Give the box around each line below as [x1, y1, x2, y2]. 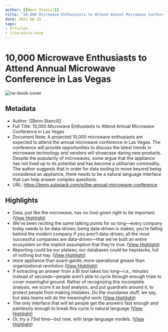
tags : [5, 21, 16, 27]
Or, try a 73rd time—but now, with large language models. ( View [12, 316, 144, 322]
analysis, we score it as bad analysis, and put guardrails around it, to [12, 284, 154, 290]
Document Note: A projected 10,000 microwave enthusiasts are [12, 134, 143, 140]
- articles [5, 26, 28, 31]
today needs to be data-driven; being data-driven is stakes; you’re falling [12, 225, 163, 231]
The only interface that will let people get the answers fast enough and [12, 300, 158, 306]
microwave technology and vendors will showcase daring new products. [12, 150, 161, 156]
